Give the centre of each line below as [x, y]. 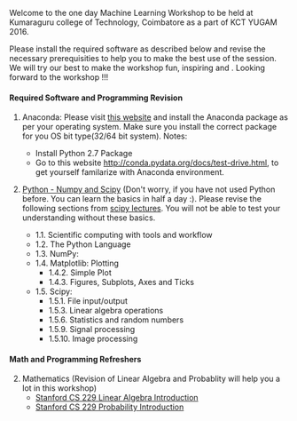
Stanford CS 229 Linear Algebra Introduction [117, 398]
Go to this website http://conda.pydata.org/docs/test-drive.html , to [157, 163]
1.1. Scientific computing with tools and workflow [124, 235]
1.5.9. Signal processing [92, 330]
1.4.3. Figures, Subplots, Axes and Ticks [121, 282]
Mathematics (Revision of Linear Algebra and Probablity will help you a [151, 379]
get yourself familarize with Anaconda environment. [129, 172]
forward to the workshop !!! [59, 77]
